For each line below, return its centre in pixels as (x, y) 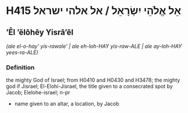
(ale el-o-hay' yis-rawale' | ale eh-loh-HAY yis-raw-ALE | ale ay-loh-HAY (94, 46)
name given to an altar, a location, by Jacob (67, 104)
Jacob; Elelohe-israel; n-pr (38, 93)
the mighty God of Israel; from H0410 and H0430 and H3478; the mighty (93, 80)
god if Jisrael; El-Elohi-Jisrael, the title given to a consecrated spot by (89, 86)
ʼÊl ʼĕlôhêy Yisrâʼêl (40, 32)
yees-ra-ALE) (22, 52)
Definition (20, 67)
